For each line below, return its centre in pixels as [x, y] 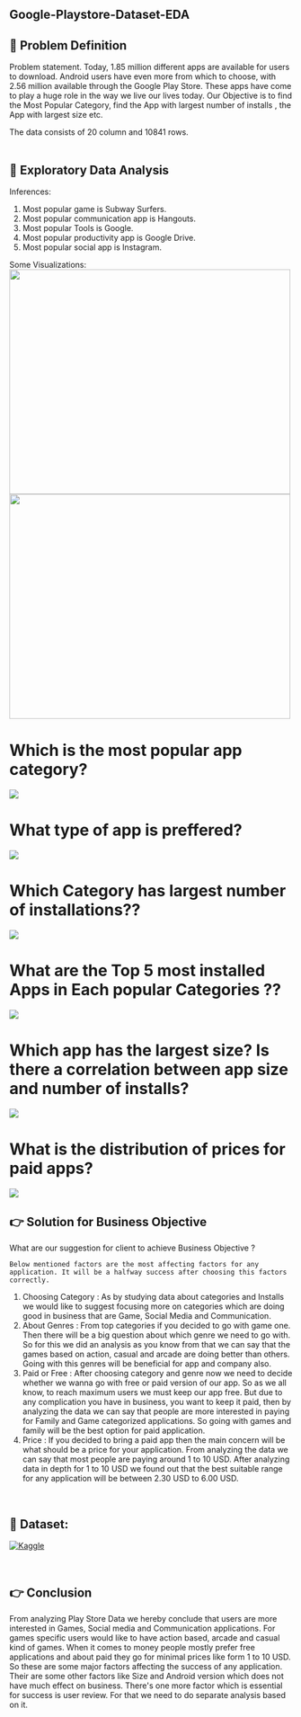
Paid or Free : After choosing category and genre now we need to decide [157, 1374]
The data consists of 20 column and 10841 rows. [99, 132]
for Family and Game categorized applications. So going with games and [157, 1421]
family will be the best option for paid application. [114, 1431]
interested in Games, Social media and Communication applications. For [142, 1628]
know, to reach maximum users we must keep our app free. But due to [152, 1392]
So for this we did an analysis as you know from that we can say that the [156, 1345]
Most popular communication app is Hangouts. [109, 218]
